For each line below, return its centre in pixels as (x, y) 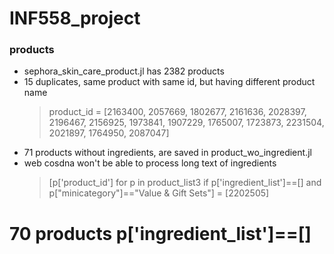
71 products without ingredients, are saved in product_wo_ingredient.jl (167, 153)
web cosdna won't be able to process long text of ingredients (150, 163)
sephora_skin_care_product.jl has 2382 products (124, 71)
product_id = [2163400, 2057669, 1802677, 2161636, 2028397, (177, 112)
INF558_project (75, 18)
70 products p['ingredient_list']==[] (160, 233)
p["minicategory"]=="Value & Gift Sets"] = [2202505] (159, 193)
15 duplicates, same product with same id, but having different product (169, 82)
